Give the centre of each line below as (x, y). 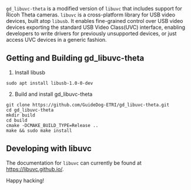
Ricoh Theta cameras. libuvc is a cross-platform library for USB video (91, 15)
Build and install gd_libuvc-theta (53, 94)
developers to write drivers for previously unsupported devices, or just (91, 34)
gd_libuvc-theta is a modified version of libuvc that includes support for (94, 9)
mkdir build (21, 115)
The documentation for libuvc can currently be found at (74, 163)
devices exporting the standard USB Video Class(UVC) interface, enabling (96, 27)
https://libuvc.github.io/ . (35, 169)
